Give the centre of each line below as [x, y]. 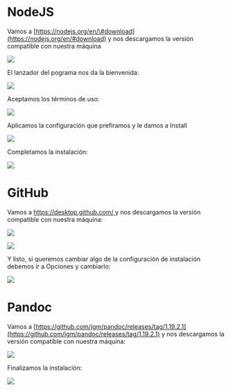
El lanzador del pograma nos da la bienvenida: [73, 72]
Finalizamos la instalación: [45, 368]
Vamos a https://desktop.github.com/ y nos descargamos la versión [104, 212]
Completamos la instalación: [48, 152]
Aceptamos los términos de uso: [53, 99]
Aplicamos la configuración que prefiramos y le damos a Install [97, 125]
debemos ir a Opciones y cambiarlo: [59, 266]
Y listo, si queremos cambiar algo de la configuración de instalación [104, 259]
